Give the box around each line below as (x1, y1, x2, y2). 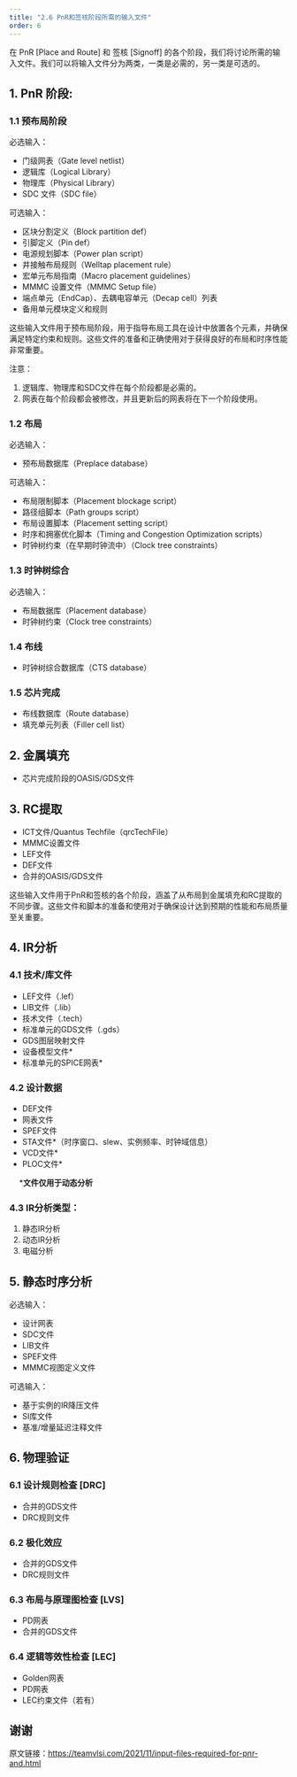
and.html (9, 1758, 42, 1769)
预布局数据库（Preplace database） (21, 458, 153, 469)
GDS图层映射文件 (21, 1035, 86, 1046)
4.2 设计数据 (9, 1081, 63, 1093)
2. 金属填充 (9, 747, 70, 762)
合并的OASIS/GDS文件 (21, 871, 103, 881)
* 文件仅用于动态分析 (19, 1177, 93, 1187)
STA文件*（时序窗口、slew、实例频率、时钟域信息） (21, 1136, 213, 1147)
